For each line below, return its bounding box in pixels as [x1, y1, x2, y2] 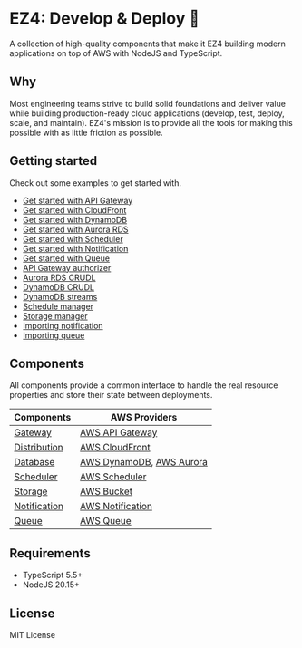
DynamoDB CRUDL [22, 281, 95, 293]
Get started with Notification [22, 243, 129, 254]
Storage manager [22, 310, 88, 321]
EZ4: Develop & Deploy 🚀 [9, 8, 200, 29]
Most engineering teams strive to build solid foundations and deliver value [9, 98, 286, 109]
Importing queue [22, 330, 85, 341]
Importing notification [22, 320, 103, 331]
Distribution [14, 441, 63, 454]
